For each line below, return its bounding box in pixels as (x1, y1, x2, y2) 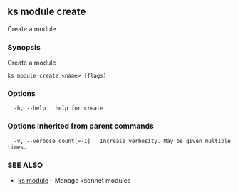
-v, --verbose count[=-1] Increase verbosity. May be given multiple (14, 137, 232, 144)
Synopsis (7, 42, 41, 52)
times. (7, 144, 27, 151)
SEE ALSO (7, 160, 43, 170)
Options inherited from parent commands (7, 121, 155, 131)
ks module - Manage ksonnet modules (17, 176, 131, 184)
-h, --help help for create (14, 105, 103, 112)
